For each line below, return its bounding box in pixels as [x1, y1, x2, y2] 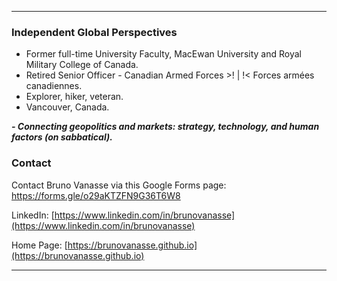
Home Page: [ [11, 239, 68, 251]
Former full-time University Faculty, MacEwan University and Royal [25, 48, 302, 60]
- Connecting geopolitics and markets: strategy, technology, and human [11, 121, 320, 133]
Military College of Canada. [25, 59, 139, 71]
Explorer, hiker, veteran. [25, 91, 124, 103]
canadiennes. [25, 80, 83, 92]
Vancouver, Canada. [25, 101, 110, 113]
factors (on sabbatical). [11, 131, 113, 143]
